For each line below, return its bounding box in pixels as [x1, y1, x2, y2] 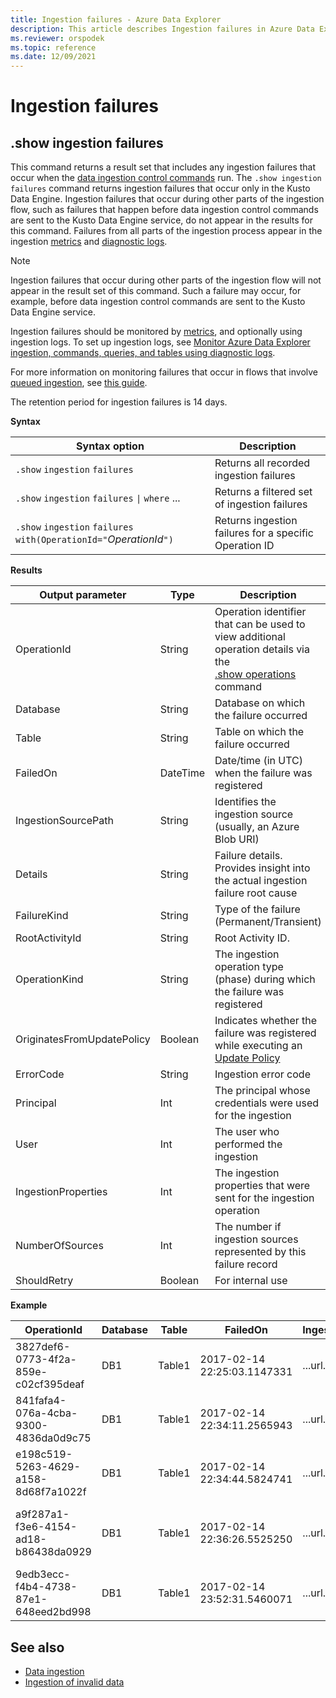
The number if [214, 1220, 282, 1234]
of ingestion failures [214, 497, 308, 511]
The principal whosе [214, 1084, 311, 1098]
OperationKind [15, 972, 84, 986]
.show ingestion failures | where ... [15, 491, 181, 505]
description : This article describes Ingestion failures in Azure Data [10, 24, 315, 34]
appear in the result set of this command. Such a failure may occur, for [10, 285, 302, 297]
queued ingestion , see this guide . [10, 377, 148, 389]
